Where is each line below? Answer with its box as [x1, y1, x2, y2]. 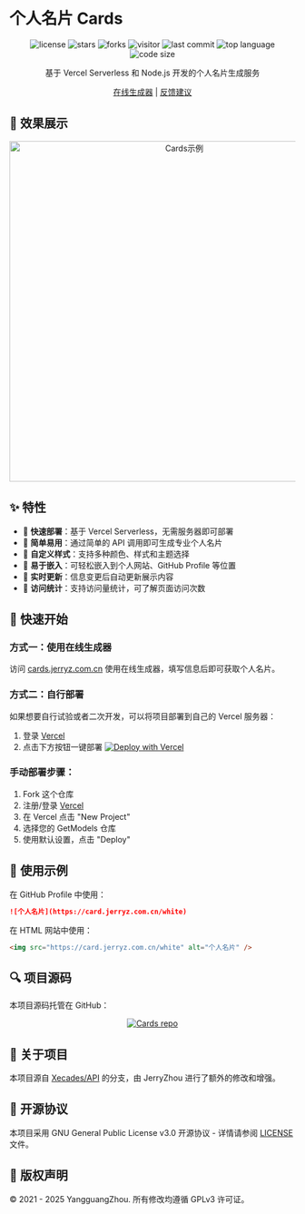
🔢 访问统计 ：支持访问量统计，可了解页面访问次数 [22, 582, 206, 593]
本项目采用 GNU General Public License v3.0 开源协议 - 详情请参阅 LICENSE [9, 1127, 293, 1138]
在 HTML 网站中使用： [9, 924, 93, 935]
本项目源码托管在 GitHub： [9, 1000, 110, 1011]
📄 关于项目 [9, 1046, 68, 1062]
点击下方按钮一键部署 [22, 741, 103, 752]
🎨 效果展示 [9, 115, 68, 132]
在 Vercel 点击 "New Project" [22, 811, 131, 822]
